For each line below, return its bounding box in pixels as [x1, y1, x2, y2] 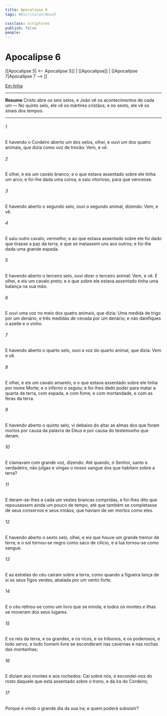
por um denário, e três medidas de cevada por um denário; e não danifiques [5, 315, 162, 321]
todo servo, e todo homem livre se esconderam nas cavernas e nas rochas [5, 641, 158, 647]
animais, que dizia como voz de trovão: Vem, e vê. [5, 145, 108, 151]
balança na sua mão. [5, 283, 48, 289]
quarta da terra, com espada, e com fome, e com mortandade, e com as [5, 390, 153, 396]
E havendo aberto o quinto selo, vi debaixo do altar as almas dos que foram [5, 422, 160, 428]
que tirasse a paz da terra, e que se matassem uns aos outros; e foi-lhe [5, 241, 152, 247]
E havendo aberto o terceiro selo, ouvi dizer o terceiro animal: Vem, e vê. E [5, 273, 158, 279]
